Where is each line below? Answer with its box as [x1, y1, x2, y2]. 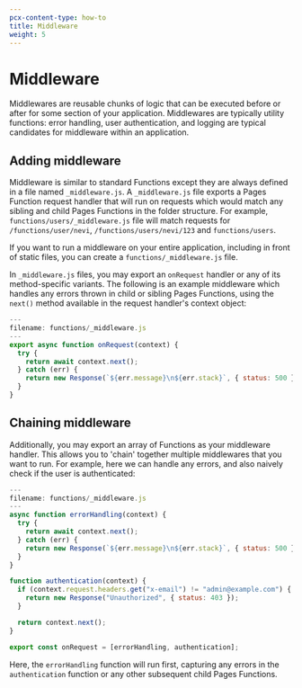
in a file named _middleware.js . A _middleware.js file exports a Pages [9, 186, 267, 198]
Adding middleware [9, 153, 121, 168]
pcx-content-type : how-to [9, 13, 106, 22]
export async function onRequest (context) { [9, 340, 179, 349]
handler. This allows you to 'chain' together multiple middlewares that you [9, 449, 282, 460]
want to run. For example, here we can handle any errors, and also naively [9, 458, 283, 469]
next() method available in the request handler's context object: [9, 298, 247, 308]
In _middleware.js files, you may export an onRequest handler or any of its [9, 269, 281, 280]
